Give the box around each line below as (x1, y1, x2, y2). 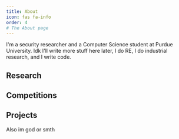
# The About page (6, 25, 49, 31)
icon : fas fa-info (6, 14, 51, 20)
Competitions (6, 90, 57, 100)
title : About (6, 8, 38, 15)
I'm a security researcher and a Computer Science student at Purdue (6, 41, 173, 48)
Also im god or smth (6, 126, 55, 133)
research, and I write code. (6, 53, 72, 60)
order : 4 (6, 19, 28, 25)
